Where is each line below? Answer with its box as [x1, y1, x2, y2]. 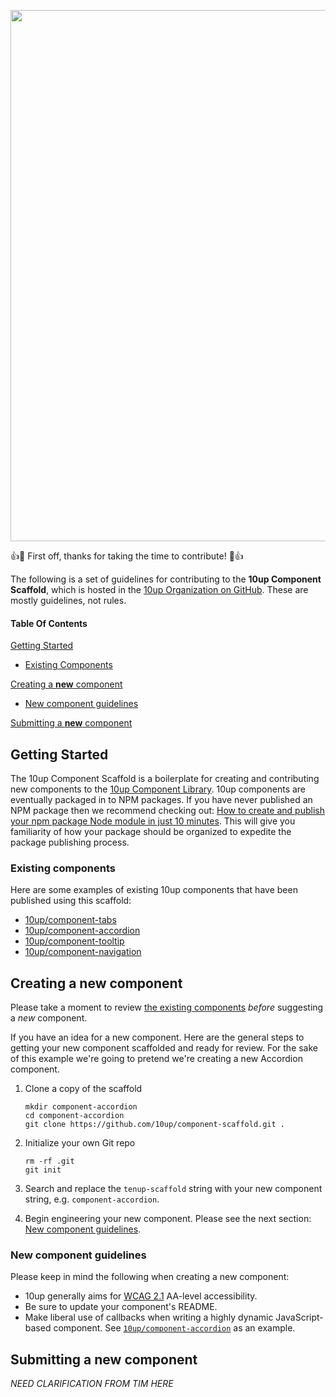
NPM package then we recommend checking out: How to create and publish [10, 805, 325, 817]
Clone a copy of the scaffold [24, 1083, 143, 1095]
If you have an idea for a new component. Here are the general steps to [10, 1031, 305, 1044]
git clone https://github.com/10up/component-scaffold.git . [24, 1120, 286, 1130]
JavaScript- [275, 1311, 324, 1324]
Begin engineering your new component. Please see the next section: [24, 1213, 312, 1225]
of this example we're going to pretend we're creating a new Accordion [10, 1053, 303, 1065]
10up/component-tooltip [24, 935, 125, 947]
